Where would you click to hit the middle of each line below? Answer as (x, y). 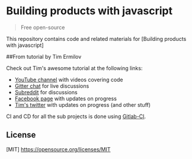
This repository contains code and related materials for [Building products (96, 39)
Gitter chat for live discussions (52, 86)
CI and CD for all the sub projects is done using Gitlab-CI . (76, 116)
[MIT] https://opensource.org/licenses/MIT (58, 149)
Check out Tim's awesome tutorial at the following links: (74, 68)
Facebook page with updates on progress (66, 98)
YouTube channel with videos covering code (69, 79)
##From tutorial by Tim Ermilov (44, 56)
